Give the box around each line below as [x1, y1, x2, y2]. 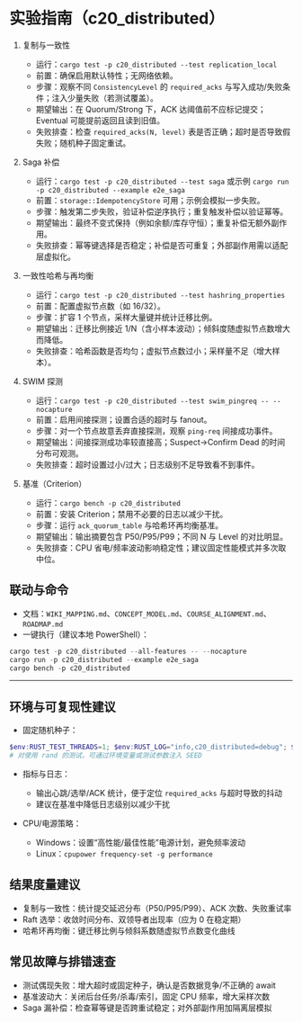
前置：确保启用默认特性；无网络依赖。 [35, 69, 178, 81]
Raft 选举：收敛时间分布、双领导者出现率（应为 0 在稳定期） [22, 914, 246, 925]
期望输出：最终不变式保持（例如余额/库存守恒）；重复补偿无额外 [35, 217, 271, 228]
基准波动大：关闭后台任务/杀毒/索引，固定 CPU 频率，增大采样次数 [22, 991, 271, 1001]
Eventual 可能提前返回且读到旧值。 [35, 114, 165, 126]
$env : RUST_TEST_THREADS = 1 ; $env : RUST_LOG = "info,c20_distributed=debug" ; [9, 743, 288, 752]
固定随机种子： [22, 725, 78, 736]
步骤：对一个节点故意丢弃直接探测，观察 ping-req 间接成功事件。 [35, 425, 278, 436]
